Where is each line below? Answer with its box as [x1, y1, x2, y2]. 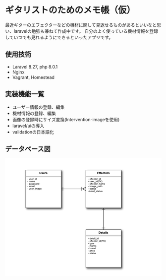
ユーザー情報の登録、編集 [12, 104, 65, 110]
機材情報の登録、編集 [12, 110, 56, 116]
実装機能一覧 [5, 90, 45, 98]
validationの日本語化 [12, 129, 55, 135]
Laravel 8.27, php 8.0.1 [12, 64, 58, 70]
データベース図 [5, 144, 51, 153]
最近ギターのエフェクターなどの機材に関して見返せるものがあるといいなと [5, 22, 157, 28]
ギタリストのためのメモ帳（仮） [5, 4, 136, 16]
